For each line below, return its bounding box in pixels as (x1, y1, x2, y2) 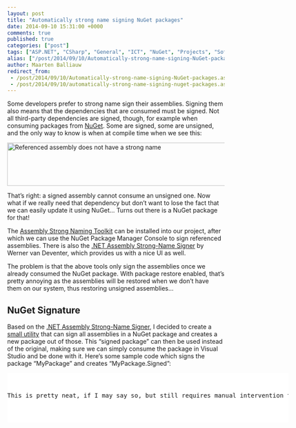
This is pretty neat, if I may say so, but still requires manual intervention (7, 391, 284, 400)
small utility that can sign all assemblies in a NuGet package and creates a (7, 330, 218, 338)
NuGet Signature (7, 304, 81, 316)
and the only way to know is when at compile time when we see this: (7, 129, 202, 137)
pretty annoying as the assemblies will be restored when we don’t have (7, 277, 209, 285)
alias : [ (7, 55, 32, 62)
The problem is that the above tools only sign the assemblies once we (7, 262, 206, 271)
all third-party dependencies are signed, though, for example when (7, 115, 198, 123)
